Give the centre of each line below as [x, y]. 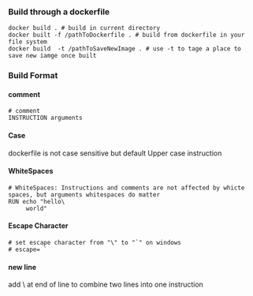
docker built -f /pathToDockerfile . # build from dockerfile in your [126, 35]
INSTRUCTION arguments [45, 118]
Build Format [33, 76]
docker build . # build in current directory [84, 28]
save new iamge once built [52, 56]
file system [28, 42]
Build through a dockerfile [59, 12]
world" [36, 208]
